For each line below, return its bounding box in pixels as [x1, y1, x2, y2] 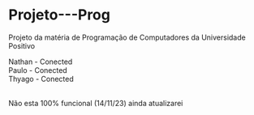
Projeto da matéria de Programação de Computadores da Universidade [8, 32, 246, 42]
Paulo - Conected [8, 65, 67, 75]
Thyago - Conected [8, 74, 75, 83]
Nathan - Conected [8, 57, 73, 66]
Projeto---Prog [8, 6, 111, 24]
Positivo [8, 40, 36, 50]
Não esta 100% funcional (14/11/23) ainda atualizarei [8, 98, 183, 108]
